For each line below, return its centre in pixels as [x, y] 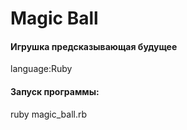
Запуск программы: [55, 91]
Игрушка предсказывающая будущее [94, 46]
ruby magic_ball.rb [49, 114]
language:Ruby [41, 69]
